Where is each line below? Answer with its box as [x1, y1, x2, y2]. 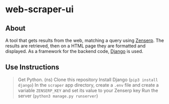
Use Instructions [5, 63, 60, 72]
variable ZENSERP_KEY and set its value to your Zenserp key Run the [17, 87, 158, 93]
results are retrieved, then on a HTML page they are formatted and [5, 43, 146, 49]
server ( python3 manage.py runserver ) [17, 93, 98, 99]
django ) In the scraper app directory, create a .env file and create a [17, 82, 159, 88]
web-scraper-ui [5, 4, 74, 15]
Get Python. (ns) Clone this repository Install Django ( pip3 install [17, 76, 158, 83]
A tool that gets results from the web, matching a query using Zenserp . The [5, 37, 164, 43]
